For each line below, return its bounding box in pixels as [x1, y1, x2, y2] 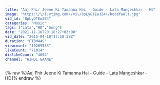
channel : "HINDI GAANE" [5, 57, 54, 62]
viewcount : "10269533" [5, 43, 51, 48]
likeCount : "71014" [5, 48, 45, 52]
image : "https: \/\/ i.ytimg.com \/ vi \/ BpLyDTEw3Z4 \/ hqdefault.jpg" [5, 12, 140, 17]
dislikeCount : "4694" [5, 52, 49, 57]
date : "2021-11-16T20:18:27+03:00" [5, 30, 78, 34]
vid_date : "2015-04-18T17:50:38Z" [5, 34, 76, 39]
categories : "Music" [5, 20, 47, 26]
